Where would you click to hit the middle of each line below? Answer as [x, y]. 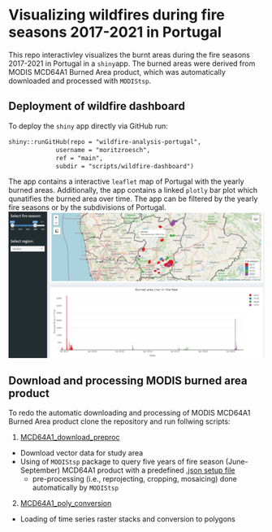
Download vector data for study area [82, 453]
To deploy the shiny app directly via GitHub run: [89, 126]
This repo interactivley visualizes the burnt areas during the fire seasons [129, 55]
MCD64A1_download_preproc [70, 438]
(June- [237, 462]
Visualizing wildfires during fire [117, 15]
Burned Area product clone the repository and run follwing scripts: [119, 421]
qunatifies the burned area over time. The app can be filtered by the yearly [133, 198]
